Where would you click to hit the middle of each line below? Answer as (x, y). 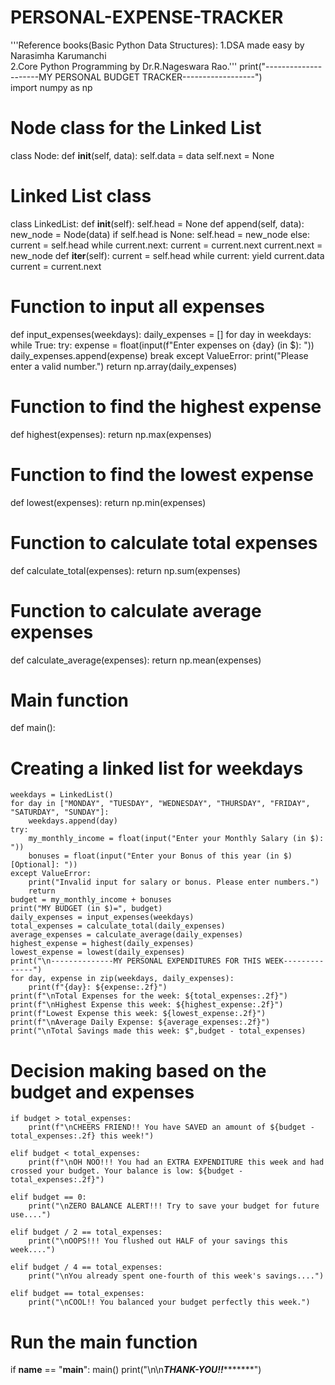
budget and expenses (102, 1092)
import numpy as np (51, 87)
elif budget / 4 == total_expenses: (86, 1267)
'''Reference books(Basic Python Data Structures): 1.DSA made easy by (157, 45)
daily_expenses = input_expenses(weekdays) (102, 917)
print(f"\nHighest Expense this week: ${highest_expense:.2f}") (147, 1005)
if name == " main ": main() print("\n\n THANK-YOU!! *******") (136, 1370)
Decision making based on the (138, 1070)
